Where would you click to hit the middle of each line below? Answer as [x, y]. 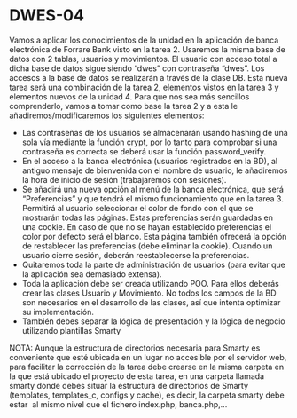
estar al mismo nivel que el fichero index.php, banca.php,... [118, 404]
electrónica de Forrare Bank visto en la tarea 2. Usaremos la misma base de [147, 49]
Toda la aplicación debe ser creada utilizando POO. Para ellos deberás [150, 283]
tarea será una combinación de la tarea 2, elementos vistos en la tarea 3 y [144, 87]
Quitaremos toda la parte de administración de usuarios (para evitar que [154, 264]
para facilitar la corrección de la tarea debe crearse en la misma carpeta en [147, 367]
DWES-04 [47, 16]
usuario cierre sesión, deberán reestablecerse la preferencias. [136, 255]
